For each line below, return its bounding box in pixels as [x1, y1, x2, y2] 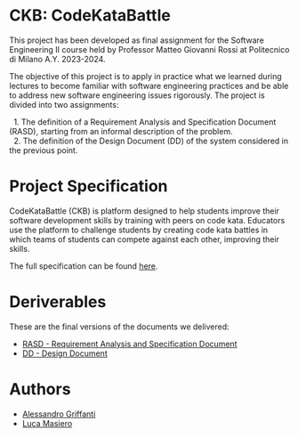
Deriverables [9, 292, 107, 312]
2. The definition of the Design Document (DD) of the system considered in [12, 135, 289, 146]
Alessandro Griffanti [21, 409, 96, 419]
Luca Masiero [21, 417, 73, 428]
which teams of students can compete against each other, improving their [9, 233, 280, 245]
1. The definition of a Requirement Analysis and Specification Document [12, 117, 277, 127]
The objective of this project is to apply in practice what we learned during [9, 70, 282, 81]
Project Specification [9, 176, 168, 197]
